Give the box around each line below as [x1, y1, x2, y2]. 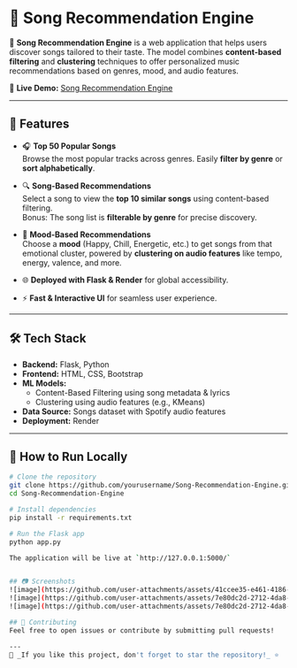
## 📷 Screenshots [9, 577, 76, 587]
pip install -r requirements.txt [9, 513, 133, 522]
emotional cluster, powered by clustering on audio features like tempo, [21, 248, 283, 258]
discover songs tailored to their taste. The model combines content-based [9, 46, 282, 57]
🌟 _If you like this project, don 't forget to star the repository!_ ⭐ [9, 650, 280, 659]
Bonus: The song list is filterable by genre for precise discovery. [21, 211, 258, 222]
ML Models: [21, 378, 67, 388]
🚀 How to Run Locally [9, 449, 128, 464]
